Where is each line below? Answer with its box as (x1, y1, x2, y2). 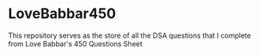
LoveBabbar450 (8, 5, 117, 23)
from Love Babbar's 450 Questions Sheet (8, 38, 143, 48)
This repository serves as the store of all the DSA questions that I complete (8, 31, 252, 40)
